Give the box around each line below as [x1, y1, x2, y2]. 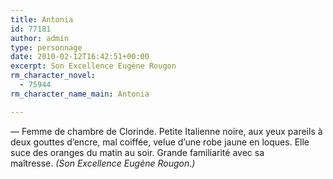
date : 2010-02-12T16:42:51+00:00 [10, 52, 150, 62]
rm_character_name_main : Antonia [10, 89, 150, 99]
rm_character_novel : [10, 71, 97, 81]
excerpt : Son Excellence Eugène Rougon [10, 61, 177, 71]
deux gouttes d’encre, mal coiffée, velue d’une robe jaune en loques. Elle [10, 136, 310, 148]
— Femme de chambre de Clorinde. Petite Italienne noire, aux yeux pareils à [10, 125, 323, 137]
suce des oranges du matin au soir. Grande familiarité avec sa [10, 146, 265, 158]
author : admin [10, 33, 70, 43]
